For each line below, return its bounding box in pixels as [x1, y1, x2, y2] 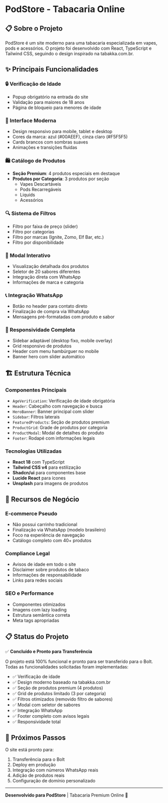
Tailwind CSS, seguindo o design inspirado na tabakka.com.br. [5, 51, 134, 56]
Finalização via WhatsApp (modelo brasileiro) [12, 527, 106, 533]
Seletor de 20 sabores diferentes [12, 269, 80, 275]
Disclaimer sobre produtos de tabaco [12, 567, 89, 573]
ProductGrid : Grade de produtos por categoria [12, 425, 107, 431]
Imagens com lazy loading [12, 606, 67, 613]
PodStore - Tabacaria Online [5, 4, 125, 15]
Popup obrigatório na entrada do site [12, 94, 88, 100]
